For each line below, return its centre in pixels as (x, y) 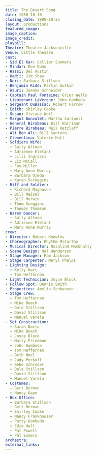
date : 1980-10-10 (24, 15)
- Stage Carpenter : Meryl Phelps (41, 261)
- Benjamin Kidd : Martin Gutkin (39, 85)
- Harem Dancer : (22, 213)
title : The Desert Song (30, 10)
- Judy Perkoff (26, 360)
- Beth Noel (23, 355)
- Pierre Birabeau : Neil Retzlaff (42, 128)
